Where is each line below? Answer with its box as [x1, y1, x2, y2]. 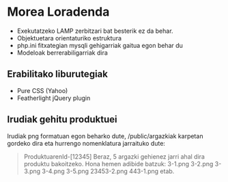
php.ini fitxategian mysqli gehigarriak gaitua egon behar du [16, 41, 183, 49]
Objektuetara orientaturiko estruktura [16, 34, 122, 42]
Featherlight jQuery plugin [16, 94, 91, 102]
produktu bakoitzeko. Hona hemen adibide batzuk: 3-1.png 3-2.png [23, 159, 214, 168]
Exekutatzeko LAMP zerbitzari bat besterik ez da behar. [16, 27, 173, 35]
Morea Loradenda [7, 4, 110, 20]
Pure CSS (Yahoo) [16, 86, 68, 94]
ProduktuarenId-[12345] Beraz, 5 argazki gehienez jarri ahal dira [23, 152, 205, 161]
